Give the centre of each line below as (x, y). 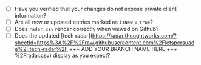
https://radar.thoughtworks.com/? (135, 36)
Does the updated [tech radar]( (53, 36)
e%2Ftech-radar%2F (41, 49)
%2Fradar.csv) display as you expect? (62, 56)
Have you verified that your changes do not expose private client (96, 9)
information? (30, 16)
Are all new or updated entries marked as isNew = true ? (83, 22)
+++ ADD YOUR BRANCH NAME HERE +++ (123, 49)
